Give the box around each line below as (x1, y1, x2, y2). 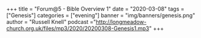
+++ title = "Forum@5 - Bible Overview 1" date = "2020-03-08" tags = (6, 6, 185, 12)
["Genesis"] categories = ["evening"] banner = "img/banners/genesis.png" (6, 12, 195, 19)
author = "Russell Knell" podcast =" (6, 18, 96, 25)
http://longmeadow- (96, 18, 147, 25)
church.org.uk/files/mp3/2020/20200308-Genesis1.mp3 (6, 25, 150, 32)
